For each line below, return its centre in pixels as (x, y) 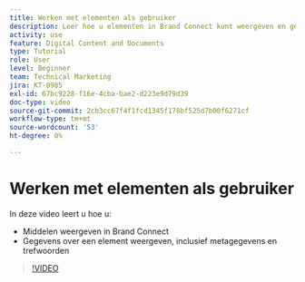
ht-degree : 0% (36, 136)
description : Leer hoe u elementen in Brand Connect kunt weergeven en (148, 26)
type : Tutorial (38, 52)
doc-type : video (40, 102)
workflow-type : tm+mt (50, 119)
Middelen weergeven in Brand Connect (96, 231)
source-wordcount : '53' (54, 128)
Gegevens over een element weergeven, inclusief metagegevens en (150, 240)
